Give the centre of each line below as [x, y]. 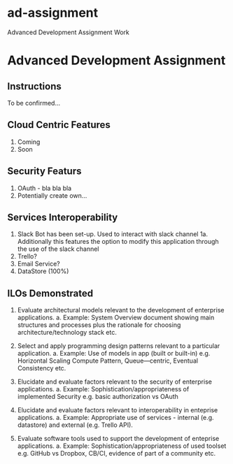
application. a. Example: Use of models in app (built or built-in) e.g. [114, 354]
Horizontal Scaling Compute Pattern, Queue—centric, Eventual [107, 361]
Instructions [34, 86]
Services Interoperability [63, 217]
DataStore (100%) [43, 271]
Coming [29, 142]
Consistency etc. [42, 368]
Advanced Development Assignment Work [68, 32]
